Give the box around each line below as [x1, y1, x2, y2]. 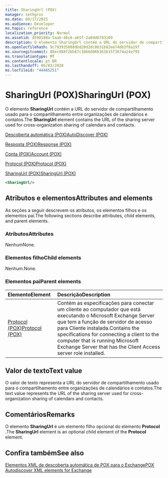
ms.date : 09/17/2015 [5, 17, 48, 22]
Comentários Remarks [5, 410, 75, 418]
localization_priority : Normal [5, 31, 70, 36]
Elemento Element [7, 291, 51, 298]
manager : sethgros [5, 12, 43, 17]
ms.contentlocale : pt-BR [5, 59, 57, 64]
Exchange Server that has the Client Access [57, 343, 160, 350]
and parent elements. [5, 218, 49, 224]
